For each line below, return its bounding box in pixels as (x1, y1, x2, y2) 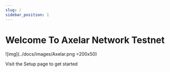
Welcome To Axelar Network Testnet (5, 34, 165, 46)
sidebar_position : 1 (5, 12, 50, 17)
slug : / (5, 7, 22, 13)
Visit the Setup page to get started (5, 61, 78, 67)
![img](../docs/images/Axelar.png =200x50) (5, 51, 97, 57)
